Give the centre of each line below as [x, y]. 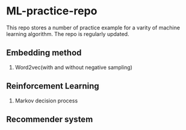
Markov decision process [46, 101]
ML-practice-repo [52, 11]
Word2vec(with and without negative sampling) [73, 67]
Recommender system [50, 119]
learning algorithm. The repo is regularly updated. [68, 34]
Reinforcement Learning [53, 86]
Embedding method [44, 53]
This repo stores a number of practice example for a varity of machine [93, 28]
